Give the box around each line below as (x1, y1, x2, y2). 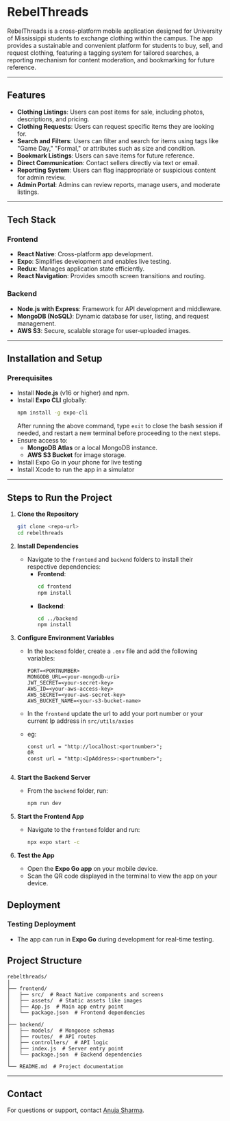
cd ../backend (37, 615, 78, 622)
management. (16, 319, 57, 328)
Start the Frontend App (16, 813, 84, 821)
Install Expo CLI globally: (16, 396, 87, 404)
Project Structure (7, 955, 82, 967)
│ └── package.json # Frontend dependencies (7, 1009, 146, 1016)
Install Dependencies (16, 542, 79, 550)
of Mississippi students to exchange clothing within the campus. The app (7, 34, 214, 42)
